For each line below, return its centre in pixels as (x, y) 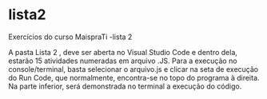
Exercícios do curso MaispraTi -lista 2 (70, 37)
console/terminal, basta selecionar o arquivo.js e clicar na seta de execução (133, 69)
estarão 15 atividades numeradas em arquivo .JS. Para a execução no (123, 61)
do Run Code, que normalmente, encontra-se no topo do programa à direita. (134, 77)
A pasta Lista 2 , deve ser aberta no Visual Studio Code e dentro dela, (123, 52)
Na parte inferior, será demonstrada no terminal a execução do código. (125, 86)
